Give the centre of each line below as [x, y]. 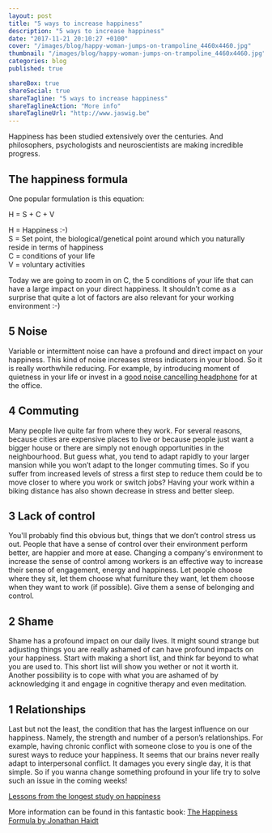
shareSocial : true [39, 91]
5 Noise [28, 332]
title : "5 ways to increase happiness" [76, 23]
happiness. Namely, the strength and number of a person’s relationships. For [136, 737]
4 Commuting [44, 411]
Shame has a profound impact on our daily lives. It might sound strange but [134, 641]
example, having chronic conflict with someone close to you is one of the [130, 746]
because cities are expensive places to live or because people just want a [131, 439]
